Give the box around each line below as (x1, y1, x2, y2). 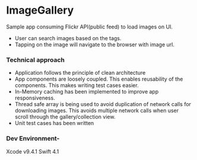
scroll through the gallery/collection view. (14, 113, 116, 120)
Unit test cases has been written (14, 120, 94, 127)
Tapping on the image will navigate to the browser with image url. (14, 41, 175, 48)
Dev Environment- (6, 135, 60, 143)
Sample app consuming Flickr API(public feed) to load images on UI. (6, 23, 173, 30)
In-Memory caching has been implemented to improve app (14, 88, 159, 95)
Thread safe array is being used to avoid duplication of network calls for (14, 101, 192, 108)
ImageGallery (6, 4, 74, 17)
